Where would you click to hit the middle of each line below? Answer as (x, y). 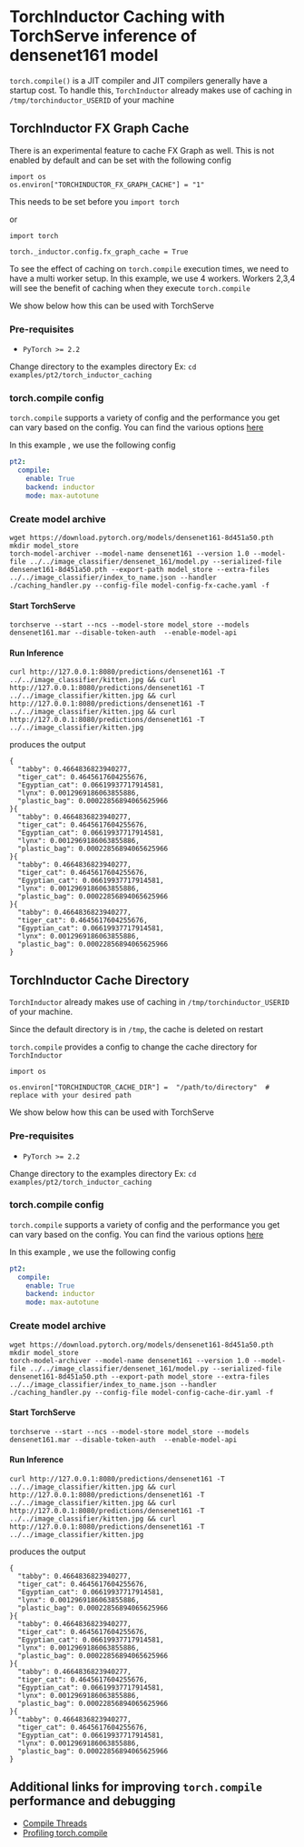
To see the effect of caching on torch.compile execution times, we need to (149, 268)
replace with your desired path (70, 1096)
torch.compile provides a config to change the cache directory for (133, 1047)
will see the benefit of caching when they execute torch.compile (130, 287)
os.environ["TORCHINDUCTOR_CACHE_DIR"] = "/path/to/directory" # (140, 1088)
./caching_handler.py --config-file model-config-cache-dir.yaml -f (142, 1392)
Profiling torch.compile (65, 1832)
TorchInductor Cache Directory (99, 980)
